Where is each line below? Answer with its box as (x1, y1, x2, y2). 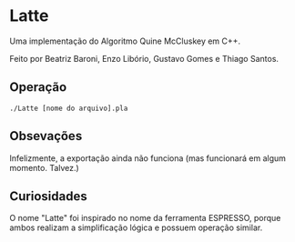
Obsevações (9, 128, 83, 144)
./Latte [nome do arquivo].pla (9, 104, 128, 113)
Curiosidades (9, 188, 88, 204)
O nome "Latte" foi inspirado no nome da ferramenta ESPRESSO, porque (9, 213, 281, 224)
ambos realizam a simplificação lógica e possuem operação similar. (9, 222, 263, 233)
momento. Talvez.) (9, 162, 79, 173)
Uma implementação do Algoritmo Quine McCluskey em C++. (9, 35, 241, 46)
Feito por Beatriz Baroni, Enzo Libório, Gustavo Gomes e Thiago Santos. (9, 53, 280, 64)
